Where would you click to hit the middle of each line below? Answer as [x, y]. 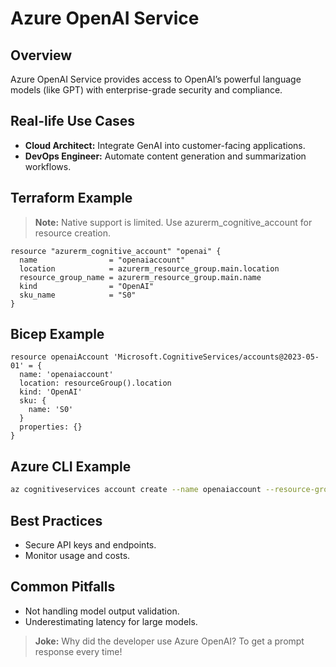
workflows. [48, 166]
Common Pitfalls [63, 587]
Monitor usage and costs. [77, 555]
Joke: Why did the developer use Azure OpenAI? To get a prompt [169, 641]
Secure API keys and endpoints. [90, 544]
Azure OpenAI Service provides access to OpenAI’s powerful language [156, 79]
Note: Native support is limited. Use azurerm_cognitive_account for [173, 222]
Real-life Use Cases [73, 121]
